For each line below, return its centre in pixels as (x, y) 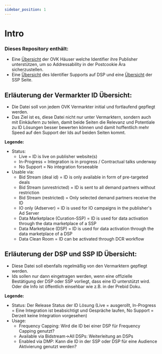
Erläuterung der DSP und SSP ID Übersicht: (71, 254)
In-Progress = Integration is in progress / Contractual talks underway (88, 161)
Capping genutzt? (37, 331)
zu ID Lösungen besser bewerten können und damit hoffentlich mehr (80, 127)
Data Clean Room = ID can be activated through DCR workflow (81, 239)
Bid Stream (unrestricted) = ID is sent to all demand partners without (87, 187)
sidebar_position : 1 (25, 9)
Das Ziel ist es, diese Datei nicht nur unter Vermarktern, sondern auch (81, 117)
